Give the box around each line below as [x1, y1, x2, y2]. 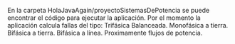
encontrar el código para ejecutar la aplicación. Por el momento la [7, 13, 201, 22]
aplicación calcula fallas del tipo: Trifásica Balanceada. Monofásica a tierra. [7, 21, 229, 29]
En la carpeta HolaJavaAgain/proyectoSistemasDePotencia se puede [7, 6, 210, 14]
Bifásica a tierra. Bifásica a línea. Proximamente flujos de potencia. [7, 28, 203, 37]
